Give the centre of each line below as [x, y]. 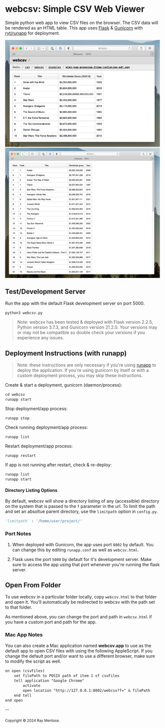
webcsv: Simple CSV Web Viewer [75, 9]
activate [32, 686]
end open [14, 700]
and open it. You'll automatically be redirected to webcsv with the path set [80, 602]
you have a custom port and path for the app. [51, 622]
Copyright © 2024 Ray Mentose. [33, 721]
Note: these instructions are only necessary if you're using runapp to [87, 365]
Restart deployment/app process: [39, 446]
